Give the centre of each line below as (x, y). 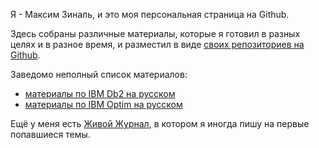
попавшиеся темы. (50, 134)
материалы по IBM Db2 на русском (100, 93)
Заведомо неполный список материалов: (99, 74)
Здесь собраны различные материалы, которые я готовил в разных (155, 33)
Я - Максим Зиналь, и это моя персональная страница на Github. (150, 14)
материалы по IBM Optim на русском (103, 104)
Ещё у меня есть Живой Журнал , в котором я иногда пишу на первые (160, 123)
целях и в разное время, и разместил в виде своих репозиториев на (157, 44)
